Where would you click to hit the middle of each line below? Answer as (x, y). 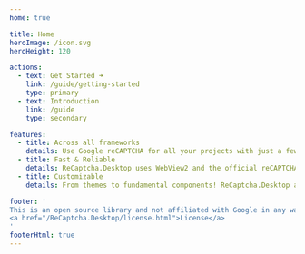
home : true (30, 18)
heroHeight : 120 (40, 51)
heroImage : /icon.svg (50, 43)
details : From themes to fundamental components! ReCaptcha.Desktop (158, 185)
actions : (26, 68)
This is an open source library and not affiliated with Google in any (148, 210)
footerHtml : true (42, 235)
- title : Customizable (60, 176)
